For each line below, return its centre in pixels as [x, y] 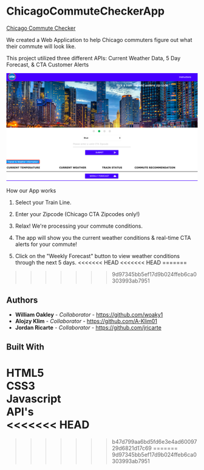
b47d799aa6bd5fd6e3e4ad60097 [155, 441]
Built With [25, 347]
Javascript [34, 398]
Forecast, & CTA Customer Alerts [48, 65]
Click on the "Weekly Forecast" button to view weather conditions [97, 256]
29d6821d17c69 [132, 448]
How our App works [31, 191]
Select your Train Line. [43, 203]
